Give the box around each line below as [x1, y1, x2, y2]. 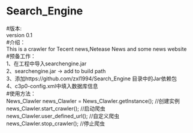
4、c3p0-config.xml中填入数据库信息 [6, 82, 98, 89]
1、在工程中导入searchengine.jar [6, 60, 87, 67]
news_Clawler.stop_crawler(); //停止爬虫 [6, 120, 105, 127]
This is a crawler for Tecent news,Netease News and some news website [6, 45, 187, 52]
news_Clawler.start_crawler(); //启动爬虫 [6, 105, 106, 112]
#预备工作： [6, 52, 36, 59]
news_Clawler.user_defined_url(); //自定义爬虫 [6, 112, 120, 119]
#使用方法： [6, 90, 36, 97]
